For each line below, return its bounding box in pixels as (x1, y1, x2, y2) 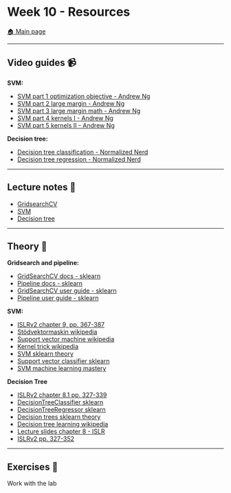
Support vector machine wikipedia (16, 335, 115, 343)
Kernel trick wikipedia (16, 343, 79, 351)
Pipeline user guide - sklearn (16, 294, 99, 302)
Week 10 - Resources (7, 4, 131, 20)
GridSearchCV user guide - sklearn (16, 286, 117, 295)
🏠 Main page (7, 27, 46, 35)
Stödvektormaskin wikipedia (16, 328, 98, 336)
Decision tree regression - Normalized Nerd (16, 155, 141, 163)
